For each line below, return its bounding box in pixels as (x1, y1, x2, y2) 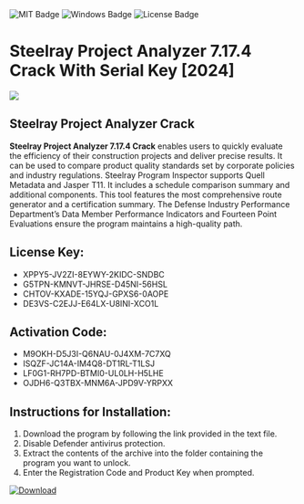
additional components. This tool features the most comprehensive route (9, 189, 282, 200)
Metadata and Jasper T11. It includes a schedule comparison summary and (9, 179, 290, 190)
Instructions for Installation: (9, 404, 171, 419)
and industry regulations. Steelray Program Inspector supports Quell (9, 169, 266, 181)
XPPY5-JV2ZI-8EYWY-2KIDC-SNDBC (22, 268, 166, 279)
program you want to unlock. (22, 457, 131, 468)
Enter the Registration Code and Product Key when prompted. (22, 467, 255, 478)
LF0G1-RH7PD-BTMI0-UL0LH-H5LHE (22, 368, 164, 379)
